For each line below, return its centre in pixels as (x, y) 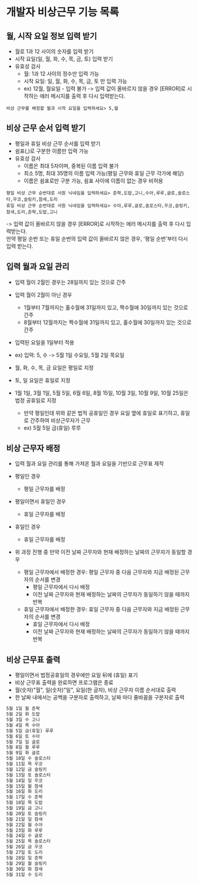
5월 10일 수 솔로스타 (29, 759)
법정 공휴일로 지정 (35, 400)
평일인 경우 (28, 476)
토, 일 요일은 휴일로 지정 (43, 380)
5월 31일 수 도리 (24, 875)
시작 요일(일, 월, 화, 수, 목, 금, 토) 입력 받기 (64, 59)
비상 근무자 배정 (33, 449)
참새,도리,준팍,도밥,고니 (32, 212)
